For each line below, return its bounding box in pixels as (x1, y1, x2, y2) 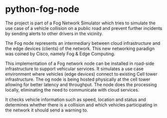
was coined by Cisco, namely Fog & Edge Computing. (5, 51, 116, 57)
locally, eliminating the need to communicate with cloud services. (5, 87, 140, 93)
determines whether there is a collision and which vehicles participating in (5, 102, 158, 108)
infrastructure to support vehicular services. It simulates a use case (5, 66, 144, 72)
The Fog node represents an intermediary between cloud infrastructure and (5, 40, 161, 46)
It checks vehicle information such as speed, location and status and (5, 96, 146, 103)
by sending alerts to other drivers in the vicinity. (5, 30, 103, 36)
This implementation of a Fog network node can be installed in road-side (5, 60, 155, 66)
